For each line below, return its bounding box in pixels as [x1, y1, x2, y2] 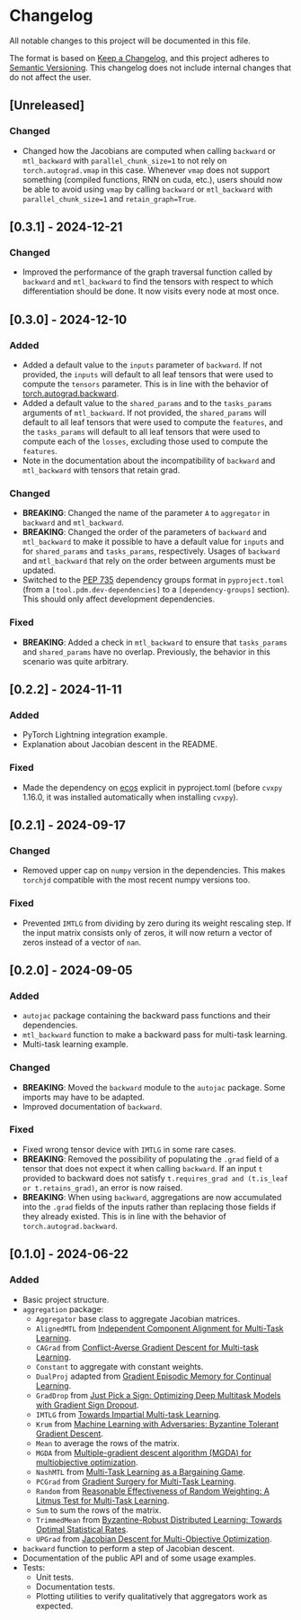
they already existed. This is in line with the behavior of [22, 1210, 226, 1221]
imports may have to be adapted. [22, 1091, 146, 1102]
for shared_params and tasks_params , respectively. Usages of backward [22, 546, 280, 557]
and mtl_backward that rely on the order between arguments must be [22, 556, 276, 566]
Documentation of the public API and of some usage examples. [22, 1552, 256, 1563]
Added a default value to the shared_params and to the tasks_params [22, 398, 272, 408]
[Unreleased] [9, 98, 85, 113]
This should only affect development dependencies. [22, 593, 216, 604]
